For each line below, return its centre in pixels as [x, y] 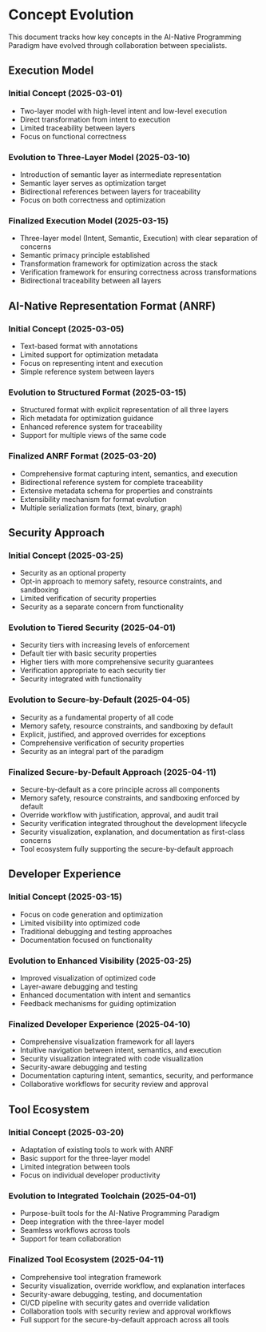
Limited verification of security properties [88, 599]
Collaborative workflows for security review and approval [114, 1084]
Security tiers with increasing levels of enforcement [105, 645]
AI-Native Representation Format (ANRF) [112, 306]
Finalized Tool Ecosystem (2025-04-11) [86, 1260]
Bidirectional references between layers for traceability [110, 191]
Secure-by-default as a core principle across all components [120, 789]
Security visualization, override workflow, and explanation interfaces [132, 1286]
